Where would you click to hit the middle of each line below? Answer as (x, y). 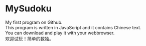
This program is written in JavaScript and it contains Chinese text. (73, 27)
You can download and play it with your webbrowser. (60, 33)
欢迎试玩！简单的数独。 (29, 39)
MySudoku (28, 9)
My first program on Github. (34, 22)
